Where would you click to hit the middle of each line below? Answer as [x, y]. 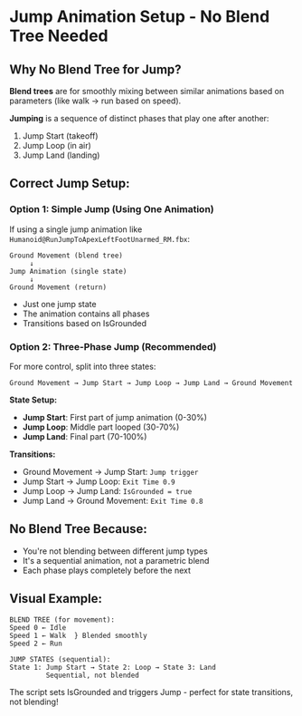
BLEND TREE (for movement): [62, 619]
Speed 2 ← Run [36, 643]
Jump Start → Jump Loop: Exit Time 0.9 [99, 481]
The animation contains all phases [86, 314]
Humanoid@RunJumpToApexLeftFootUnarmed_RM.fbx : [100, 238]
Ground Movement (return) [58, 287]
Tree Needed [59, 36]
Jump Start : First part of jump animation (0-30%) [115, 417]
